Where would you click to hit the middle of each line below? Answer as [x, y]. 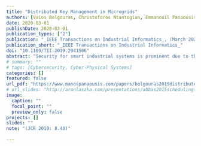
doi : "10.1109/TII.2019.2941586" [48, 51]
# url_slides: [24, 90]
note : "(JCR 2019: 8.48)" [38, 129]
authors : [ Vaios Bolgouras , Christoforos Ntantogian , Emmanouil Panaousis [101, 17]
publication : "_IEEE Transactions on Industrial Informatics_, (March [96, 39]
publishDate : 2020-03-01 [37, 28]
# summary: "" [24, 62]
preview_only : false [37, 112]
